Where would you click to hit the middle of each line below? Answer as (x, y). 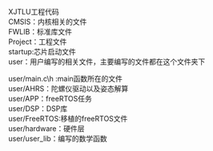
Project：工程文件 (38, 42)
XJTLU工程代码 (34, 12)
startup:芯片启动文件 (42, 52)
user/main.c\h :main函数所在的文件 (65, 79)
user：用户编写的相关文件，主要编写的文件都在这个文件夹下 (107, 62)
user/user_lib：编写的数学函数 (58, 139)
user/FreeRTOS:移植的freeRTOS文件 (68, 119)
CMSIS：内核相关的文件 (48, 22)
